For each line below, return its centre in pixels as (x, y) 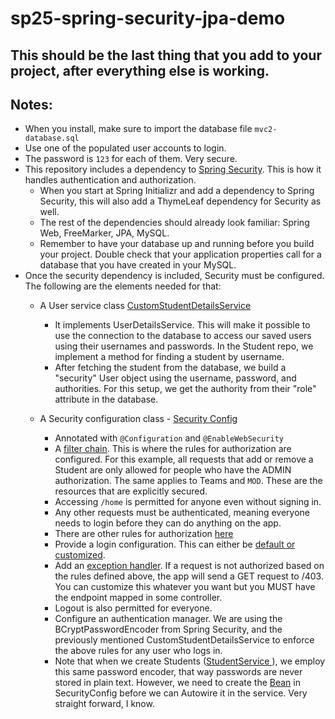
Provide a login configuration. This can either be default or (175, 544)
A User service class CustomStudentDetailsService (145, 306)
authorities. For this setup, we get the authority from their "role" (185, 389)
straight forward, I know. (104, 704)
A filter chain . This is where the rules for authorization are (173, 449)
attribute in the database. (106, 399)
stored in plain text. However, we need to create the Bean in (177, 683)
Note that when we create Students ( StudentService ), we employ (190, 661)
